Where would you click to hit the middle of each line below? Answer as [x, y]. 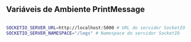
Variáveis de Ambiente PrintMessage [76, 9]
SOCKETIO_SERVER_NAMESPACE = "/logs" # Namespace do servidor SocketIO [93, 33]
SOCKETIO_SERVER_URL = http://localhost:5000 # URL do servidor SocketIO [95, 28]
